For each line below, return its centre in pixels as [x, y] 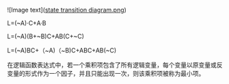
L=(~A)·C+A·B [27, 23]
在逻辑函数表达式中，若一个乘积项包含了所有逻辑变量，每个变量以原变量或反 [115, 65]
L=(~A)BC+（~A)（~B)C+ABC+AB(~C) [62, 50]
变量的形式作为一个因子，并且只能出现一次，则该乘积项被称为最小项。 [106, 73]
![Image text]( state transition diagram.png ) [67, 10]
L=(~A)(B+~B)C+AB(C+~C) [45, 36]
